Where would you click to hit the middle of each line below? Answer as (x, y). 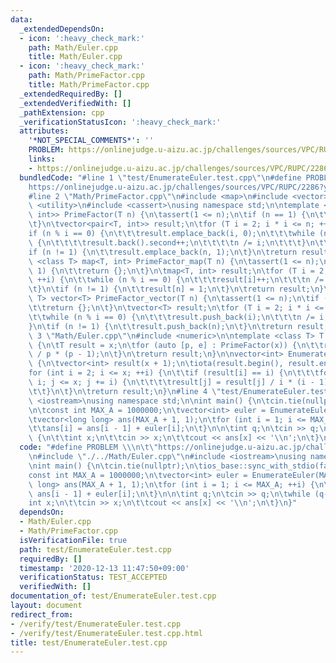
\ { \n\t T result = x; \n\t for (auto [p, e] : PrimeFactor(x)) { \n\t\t (176, 345)
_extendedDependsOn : (62, 29)
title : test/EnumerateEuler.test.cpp (89, 642)
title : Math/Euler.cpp (75, 57)
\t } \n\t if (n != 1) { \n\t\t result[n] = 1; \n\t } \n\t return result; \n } (176, 289)
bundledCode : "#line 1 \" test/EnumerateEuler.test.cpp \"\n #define (160, 177)
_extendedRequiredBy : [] (71, 94)
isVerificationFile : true (73, 540)
